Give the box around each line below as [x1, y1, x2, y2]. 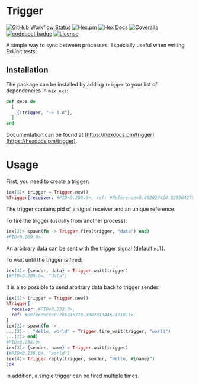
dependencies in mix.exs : [6, 87, 69, 94]
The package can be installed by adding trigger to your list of [6, 81, 158, 88]
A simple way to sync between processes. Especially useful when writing [6, 41, 185, 49]
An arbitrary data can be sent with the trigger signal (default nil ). [6, 245, 166, 252]
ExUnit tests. [6, 47, 37, 54]
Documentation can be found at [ [6, 131, 87, 139]
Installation [6, 65, 49, 75]
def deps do [6, 98, 36, 104]
